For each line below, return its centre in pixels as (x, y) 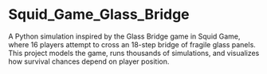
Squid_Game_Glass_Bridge (99, 15)
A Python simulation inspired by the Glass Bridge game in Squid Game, (124, 36)
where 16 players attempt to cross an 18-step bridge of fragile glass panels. (132, 44)
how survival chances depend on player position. (89, 61)
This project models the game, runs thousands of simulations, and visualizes (134, 53)
